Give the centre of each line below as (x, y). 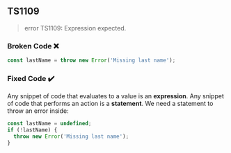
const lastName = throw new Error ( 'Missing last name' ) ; (91, 61)
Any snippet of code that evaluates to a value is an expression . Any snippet (115, 96)
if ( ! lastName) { (32, 130)
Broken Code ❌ (33, 46)
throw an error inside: (38, 111)
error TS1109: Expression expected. (75, 28)
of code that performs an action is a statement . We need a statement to (110, 104)
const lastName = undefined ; (49, 124)
